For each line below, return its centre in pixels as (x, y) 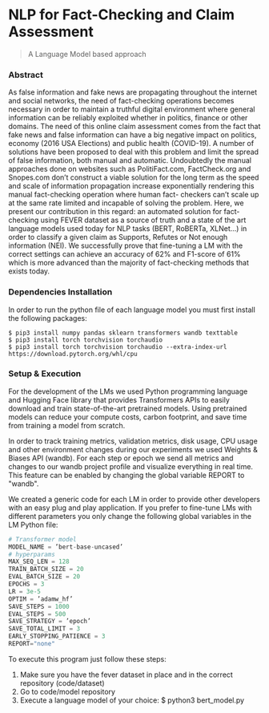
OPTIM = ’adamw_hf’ (41, 599)
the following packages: (48, 318)
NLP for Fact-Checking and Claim (121, 15)
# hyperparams (32, 554)
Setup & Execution (45, 374)
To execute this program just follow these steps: (87, 658)
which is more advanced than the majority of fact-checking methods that (129, 263)
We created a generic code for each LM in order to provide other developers (134, 499)
